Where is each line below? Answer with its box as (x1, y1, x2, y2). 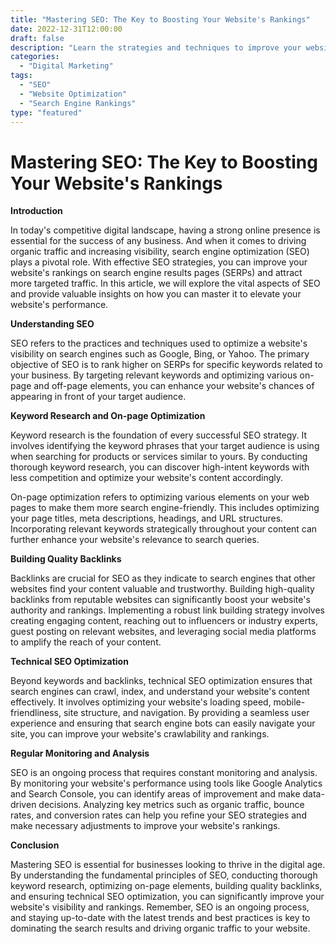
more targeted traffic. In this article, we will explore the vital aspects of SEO (10, 277, 321, 290)
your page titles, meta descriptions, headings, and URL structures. (10, 512, 284, 525)
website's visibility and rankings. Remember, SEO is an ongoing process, (10, 901, 310, 913)
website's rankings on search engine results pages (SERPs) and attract (10, 267, 303, 279)
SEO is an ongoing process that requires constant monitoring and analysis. (10, 767, 318, 779)
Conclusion (10, 839, 60, 851)
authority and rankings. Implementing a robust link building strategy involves (10, 604, 326, 616)
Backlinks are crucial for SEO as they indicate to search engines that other (10, 572, 316, 585)
